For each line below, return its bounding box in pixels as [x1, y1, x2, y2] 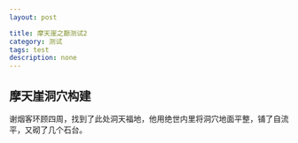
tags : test [9, 45, 50, 54]
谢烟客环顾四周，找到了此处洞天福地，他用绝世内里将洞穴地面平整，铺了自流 [9, 113, 289, 124]
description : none [9, 54, 77, 63]
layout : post [9, 12, 58, 22]
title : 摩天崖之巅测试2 [9, 28, 88, 38]
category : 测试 [9, 37, 63, 46]
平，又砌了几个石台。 [9, 124, 87, 135]
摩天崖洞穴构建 [9, 88, 91, 103]
